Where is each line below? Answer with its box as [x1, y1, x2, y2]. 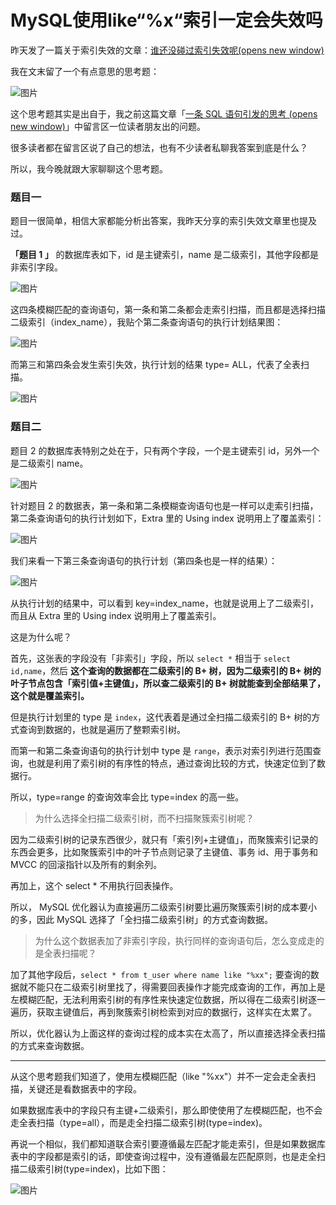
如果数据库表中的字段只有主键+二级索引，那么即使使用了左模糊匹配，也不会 [10, 1104, 323, 1116]
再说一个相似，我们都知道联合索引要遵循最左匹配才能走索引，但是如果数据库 [10, 1137, 326, 1150]
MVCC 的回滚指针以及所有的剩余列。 [10, 858, 163, 870]
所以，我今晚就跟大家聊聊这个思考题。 [10, 162, 168, 175]
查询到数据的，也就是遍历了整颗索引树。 [18, 723, 186, 735]
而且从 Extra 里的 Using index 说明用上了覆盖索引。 [10, 609, 222, 621]
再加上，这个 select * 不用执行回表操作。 [10, 879, 179, 891]
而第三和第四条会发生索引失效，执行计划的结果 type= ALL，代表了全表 [10, 359, 302, 371]
